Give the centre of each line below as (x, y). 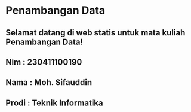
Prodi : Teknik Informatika (54, 103)
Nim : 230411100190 (44, 62)
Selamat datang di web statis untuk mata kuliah (95, 33)
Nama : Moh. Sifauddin (49, 82)
